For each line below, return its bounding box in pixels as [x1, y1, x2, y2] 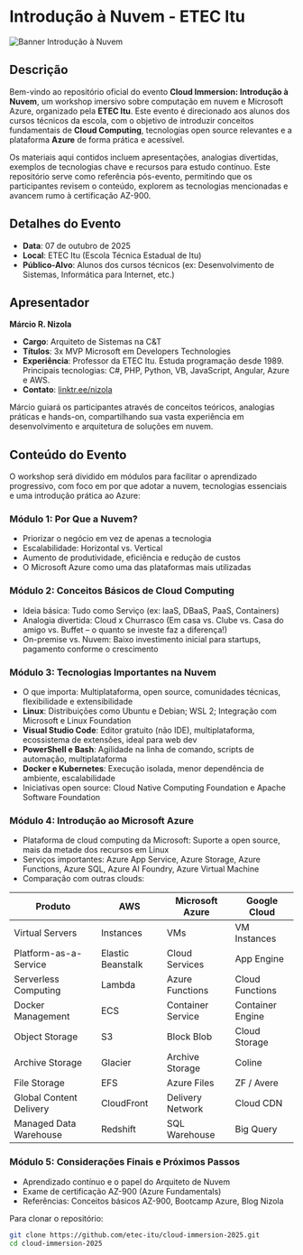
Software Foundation [22, 792, 101, 803]
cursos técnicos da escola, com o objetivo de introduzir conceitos [9, 115, 254, 125]
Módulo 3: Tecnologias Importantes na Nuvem [9, 666, 216, 678]
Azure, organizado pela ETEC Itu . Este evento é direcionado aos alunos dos [9, 106, 290, 116]
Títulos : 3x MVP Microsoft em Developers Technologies [22, 346, 232, 357]
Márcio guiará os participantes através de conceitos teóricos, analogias [9, 401, 275, 412]
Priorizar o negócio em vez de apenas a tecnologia [22, 533, 212, 544]
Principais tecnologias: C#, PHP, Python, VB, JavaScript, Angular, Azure [22, 365, 290, 376]
